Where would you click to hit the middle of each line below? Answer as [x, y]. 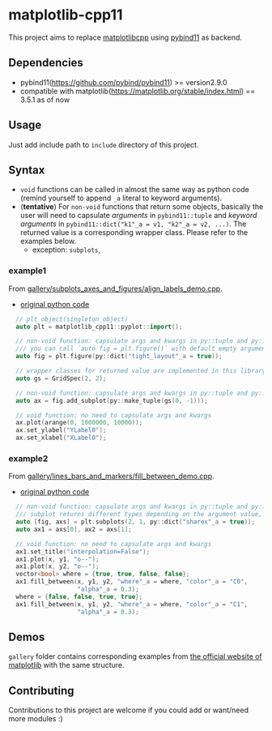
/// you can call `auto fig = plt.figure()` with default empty [126, 349]
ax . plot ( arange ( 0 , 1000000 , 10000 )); [79, 423]
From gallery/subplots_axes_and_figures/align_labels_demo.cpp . [115, 289]
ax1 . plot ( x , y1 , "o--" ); [57, 559]
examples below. [48, 242]
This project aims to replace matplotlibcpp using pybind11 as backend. [125, 37]
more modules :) [36, 719]
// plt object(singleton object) [72, 319]
